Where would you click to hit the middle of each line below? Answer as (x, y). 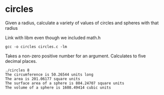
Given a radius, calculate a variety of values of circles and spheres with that (82, 23)
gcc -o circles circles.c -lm (36, 47)
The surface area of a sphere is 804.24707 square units (65, 83)
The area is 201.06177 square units (43, 79)
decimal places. (21, 61)
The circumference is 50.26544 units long (49, 74)
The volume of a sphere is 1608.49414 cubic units (58, 88)
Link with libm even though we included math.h (53, 38)
